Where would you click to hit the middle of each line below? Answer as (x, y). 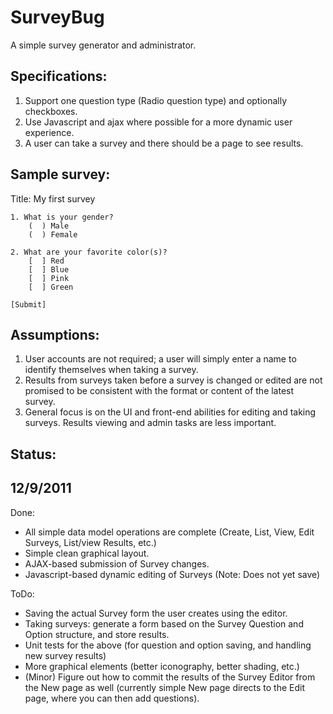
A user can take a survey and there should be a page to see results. (164, 143)
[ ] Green (51, 287)
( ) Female (53, 234)
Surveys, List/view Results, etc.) (90, 542)
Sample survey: (60, 174)
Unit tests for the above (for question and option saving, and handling (168, 645)
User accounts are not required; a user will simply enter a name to (160, 359)
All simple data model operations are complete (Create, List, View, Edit (169, 532)
